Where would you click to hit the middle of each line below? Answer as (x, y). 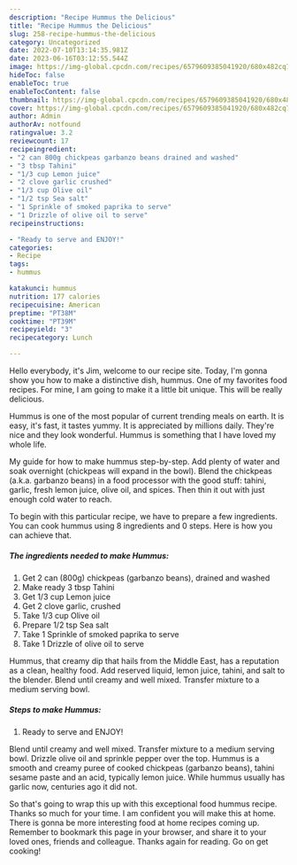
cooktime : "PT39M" (43, 321)
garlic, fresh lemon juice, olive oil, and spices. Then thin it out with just (137, 490)
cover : (21, 108)
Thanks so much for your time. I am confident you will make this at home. (143, 813)
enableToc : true (39, 83)
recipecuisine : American (55, 305)
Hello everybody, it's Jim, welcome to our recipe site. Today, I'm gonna (138, 370)
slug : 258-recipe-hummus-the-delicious (83, 34)
